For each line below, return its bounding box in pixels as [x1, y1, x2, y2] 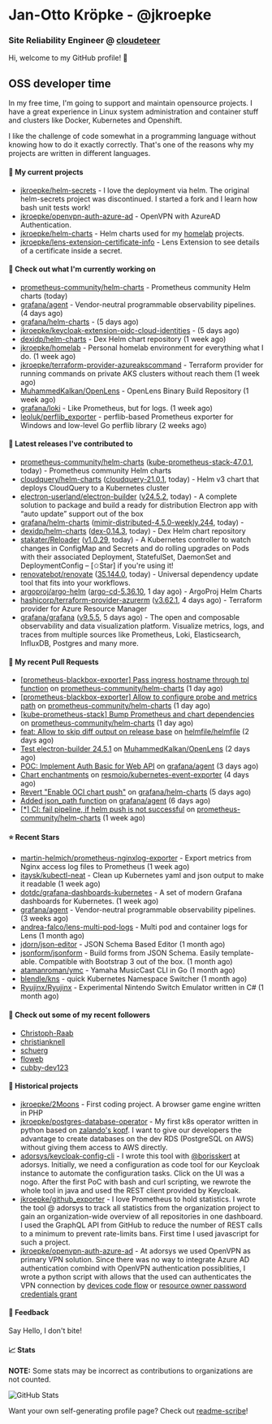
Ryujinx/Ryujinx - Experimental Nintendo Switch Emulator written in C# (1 [19, 983, 264, 993]
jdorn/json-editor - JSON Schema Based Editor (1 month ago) [19, 940, 226, 950]
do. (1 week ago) [19, 351, 76, 361]
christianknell [19, 1037, 66, 1046]
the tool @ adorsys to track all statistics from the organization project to [19, 1202, 261, 1212]
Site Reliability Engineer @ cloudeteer [8, 35, 161, 46]
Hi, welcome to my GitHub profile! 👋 [8, 53, 128, 63]
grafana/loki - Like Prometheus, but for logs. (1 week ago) [19, 403, 214, 413]
